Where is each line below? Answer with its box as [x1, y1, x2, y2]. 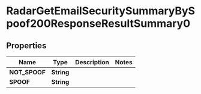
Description [74, 58, 110, 66]
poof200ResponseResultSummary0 [6, 17, 191, 30]
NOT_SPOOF [9, 68, 46, 76]
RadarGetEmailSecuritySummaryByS [6, 4, 196, 18]
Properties [6, 40, 47, 51]
